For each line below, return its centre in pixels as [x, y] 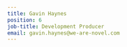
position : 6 [24, 20]
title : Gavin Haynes [37, 13]
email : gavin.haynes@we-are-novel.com [63, 33]
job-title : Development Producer [56, 26]
